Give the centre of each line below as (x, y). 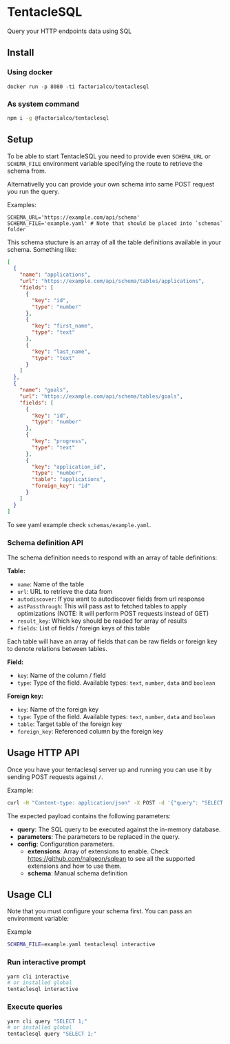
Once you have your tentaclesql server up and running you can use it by (109, 769)
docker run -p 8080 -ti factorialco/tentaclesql (78, 87)
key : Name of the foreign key (58, 709)
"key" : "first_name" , (63, 326)
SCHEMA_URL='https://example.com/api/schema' (73, 217)
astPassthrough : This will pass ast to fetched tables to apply (102, 606)
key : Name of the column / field (61, 675)
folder (17, 229)
